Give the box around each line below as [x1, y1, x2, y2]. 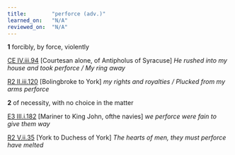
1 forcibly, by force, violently [7, 43, 90, 51]
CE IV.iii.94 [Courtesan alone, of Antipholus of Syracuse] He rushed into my [7, 56, 228, 65]
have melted [7, 141, 44, 149]
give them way [7, 120, 51, 128]
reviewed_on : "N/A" [7, 23, 69, 30]
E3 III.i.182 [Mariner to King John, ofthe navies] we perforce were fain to [7, 112, 217, 120]
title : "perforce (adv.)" [7, 10, 106, 18]
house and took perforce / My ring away [7, 64, 126, 73]
